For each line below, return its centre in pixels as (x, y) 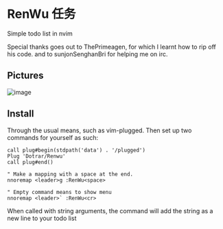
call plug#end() (30, 162)
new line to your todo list (42, 218)
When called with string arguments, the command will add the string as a (110, 210)
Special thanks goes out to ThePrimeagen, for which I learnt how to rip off (111, 47)
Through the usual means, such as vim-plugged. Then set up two (99, 130)
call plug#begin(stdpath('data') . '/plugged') (77, 150)
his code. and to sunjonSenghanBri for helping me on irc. (87, 54)
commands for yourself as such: (53, 137)
